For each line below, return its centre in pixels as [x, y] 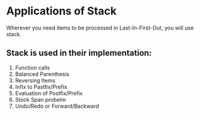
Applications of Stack [61, 11]
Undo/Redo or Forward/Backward [57, 106]
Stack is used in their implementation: [79, 53]
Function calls [32, 67]
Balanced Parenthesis [42, 74]
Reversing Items [35, 80]
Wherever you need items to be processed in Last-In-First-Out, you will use [100, 28]
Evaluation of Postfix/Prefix [49, 93]
